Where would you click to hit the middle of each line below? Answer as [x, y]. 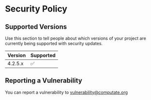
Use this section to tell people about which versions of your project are [75, 38]
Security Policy [36, 9]
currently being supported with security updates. [54, 43]
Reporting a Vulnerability [44, 81]
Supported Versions [36, 27]
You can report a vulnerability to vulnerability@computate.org [67, 92]
